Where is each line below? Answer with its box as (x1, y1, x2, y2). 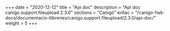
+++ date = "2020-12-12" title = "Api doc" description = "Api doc (5, 4, 141, 10)
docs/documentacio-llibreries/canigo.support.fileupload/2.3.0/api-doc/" (5, 15, 156, 20)
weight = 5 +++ (5, 20, 38, 26)
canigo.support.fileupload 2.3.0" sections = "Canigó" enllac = (5, 9, 134, 15)
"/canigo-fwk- (135, 9, 165, 15)
